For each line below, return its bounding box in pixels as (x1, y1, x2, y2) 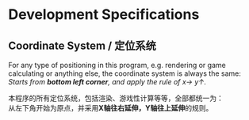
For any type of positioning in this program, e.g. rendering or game (8, 61, 226, 69)
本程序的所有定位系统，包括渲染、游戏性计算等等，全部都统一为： (8, 93, 224, 103)
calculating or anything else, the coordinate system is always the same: (8, 69, 242, 78)
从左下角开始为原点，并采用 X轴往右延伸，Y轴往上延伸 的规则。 (8, 103, 213, 112)
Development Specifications (8, 6, 200, 24)
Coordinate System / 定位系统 (8, 39, 156, 52)
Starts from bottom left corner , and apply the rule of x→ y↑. (8, 77, 207, 86)
